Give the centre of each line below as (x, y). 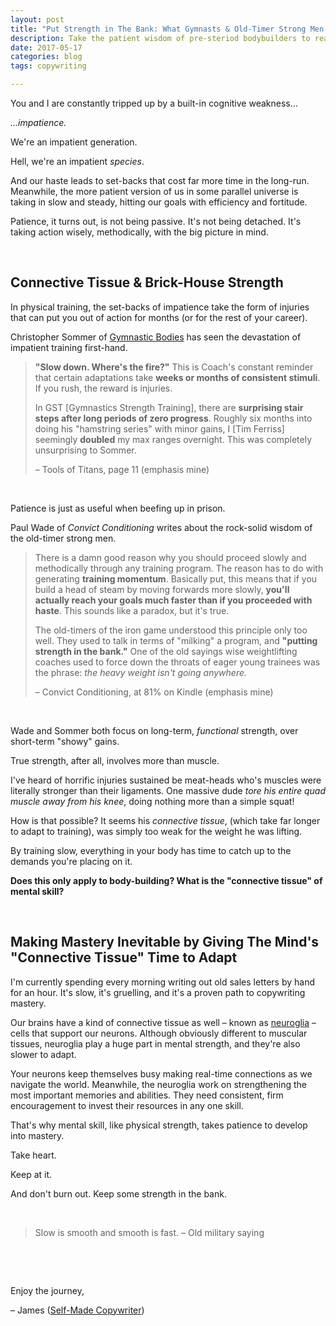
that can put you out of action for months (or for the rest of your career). (159, 317)
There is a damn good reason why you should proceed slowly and (170, 557)
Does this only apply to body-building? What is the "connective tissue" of (166, 880)
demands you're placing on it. (71, 861)
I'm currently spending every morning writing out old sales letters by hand (162, 982)
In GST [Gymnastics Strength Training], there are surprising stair (169, 407)
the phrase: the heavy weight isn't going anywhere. (141, 672)
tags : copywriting (48, 66)
